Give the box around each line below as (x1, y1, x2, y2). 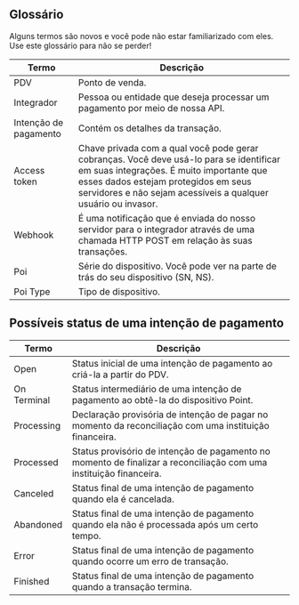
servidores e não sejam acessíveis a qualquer (78, 186, 269, 198)
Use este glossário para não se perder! (9, 40, 152, 51)
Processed (13, 456, 60, 468)
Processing (13, 419, 61, 432)
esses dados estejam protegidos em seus (78, 175, 252, 188)
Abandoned (13, 518, 63, 530)
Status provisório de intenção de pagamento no (71, 445, 271, 457)
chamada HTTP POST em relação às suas (78, 234, 253, 246)
